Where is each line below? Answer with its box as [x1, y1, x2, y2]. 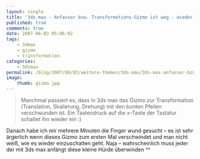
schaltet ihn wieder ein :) [20, 116, 82, 122]
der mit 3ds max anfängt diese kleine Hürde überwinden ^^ [6, 146, 151, 153]
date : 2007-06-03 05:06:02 [6, 31, 73, 37]
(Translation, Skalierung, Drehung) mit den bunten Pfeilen [20, 103, 162, 110]
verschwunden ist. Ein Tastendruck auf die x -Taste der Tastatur [20, 109, 177, 116]
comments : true [6, 25, 44, 31]
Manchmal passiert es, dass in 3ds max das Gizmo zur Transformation [20, 97, 194, 104]
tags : [6, 36, 20, 42]
